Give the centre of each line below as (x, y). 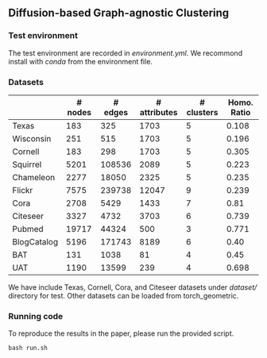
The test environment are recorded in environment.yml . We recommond (126, 53)
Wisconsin (32, 138)
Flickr (23, 190)
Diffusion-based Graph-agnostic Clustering (119, 13)
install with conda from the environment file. (81, 61)
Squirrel (27, 164)
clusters (202, 112)
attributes (159, 112)
